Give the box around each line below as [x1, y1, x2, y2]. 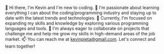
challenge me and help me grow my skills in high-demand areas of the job [5, 31, 155, 36]
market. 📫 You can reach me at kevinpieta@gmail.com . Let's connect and [5, 36, 156, 42]
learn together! [5, 43, 35, 49]
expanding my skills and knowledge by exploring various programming [5, 20, 149, 26]
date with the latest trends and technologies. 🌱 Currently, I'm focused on [5, 15, 152, 21]
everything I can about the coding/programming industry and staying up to [5, 10, 157, 16]
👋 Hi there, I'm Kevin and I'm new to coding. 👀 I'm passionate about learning [5, 5, 160, 10]
